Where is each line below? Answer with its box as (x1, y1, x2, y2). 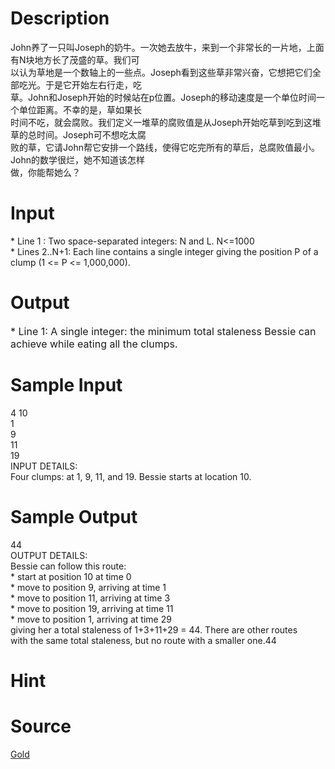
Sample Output (10, 505, 138, 528)
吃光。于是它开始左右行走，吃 (18, 78, 142, 91)
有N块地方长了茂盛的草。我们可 (10, 53, 140, 66)
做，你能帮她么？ (10, 166, 81, 178)
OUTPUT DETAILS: (10, 549, 88, 561)
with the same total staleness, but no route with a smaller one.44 (10, 634, 277, 646)
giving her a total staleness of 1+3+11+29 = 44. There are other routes (10, 623, 298, 636)
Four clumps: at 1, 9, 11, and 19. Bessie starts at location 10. (10, 470, 252, 482)
